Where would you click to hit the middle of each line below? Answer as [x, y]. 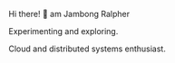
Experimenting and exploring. [63, 31]
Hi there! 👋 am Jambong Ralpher [69, 14]
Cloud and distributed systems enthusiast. [87, 49]
